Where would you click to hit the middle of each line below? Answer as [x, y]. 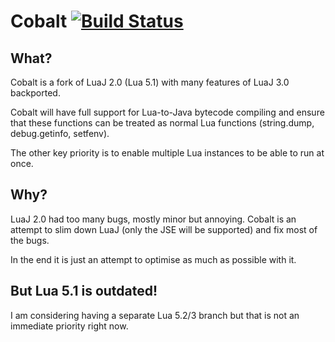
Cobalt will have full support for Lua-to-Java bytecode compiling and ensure [167, 112]
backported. [35, 93]
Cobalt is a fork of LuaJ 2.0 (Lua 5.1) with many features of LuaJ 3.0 [150, 82]
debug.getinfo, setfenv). [60, 133]
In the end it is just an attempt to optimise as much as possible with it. [153, 259]
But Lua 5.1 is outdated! [84, 291]
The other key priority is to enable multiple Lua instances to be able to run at [167, 153]
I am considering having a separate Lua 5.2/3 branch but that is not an [155, 315]
